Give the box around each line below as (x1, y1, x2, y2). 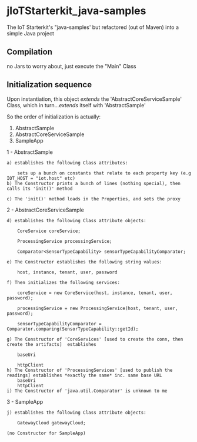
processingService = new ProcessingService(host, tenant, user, (17, 305, 178, 311)
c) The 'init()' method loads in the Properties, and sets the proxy (6, 196, 181, 202)
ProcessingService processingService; (17, 238, 112, 244)
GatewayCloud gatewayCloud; (17, 420, 86, 425)
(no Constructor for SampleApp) (6, 430, 86, 436)
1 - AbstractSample (6, 149, 54, 156)
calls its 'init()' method (6, 186, 73, 192)
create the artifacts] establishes (6, 341, 96, 347)
